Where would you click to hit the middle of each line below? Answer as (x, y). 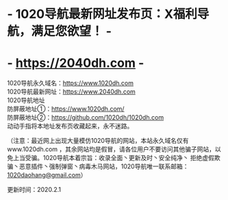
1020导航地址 (26, 100)
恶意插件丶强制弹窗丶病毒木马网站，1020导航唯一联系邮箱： (104, 166)
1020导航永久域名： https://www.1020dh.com (71, 83)
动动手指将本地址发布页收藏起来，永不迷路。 (70, 126)
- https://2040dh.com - (76, 63)
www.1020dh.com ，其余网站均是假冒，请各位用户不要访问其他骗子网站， (111, 149)
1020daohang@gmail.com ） (47, 175)
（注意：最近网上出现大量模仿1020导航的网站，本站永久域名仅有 (98, 141)
